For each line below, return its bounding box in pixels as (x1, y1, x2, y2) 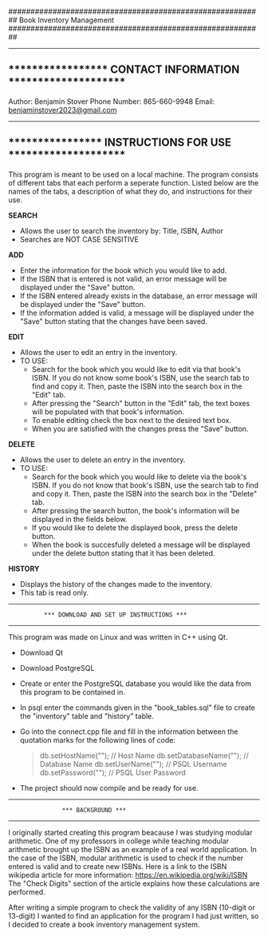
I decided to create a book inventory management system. (8, 919, 200, 929)
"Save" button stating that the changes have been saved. (19, 316, 207, 326)
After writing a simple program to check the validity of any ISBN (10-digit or (8, 903, 255, 912)
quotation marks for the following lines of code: (19, 735, 176, 744)
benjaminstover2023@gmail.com (8, 105, 117, 114)
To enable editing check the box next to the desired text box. (31, 415, 231, 425)
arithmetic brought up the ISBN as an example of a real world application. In (8, 844, 257, 854)
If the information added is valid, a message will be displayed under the (19, 308, 254, 317)
